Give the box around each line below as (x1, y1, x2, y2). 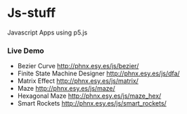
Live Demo (7, 46, 44, 56)
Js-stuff (7, 5, 56, 21)
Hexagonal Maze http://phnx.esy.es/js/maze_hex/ (17, 91, 162, 100)
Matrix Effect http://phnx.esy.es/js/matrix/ (17, 77, 139, 85)
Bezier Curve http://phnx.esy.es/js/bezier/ (17, 62, 139, 70)
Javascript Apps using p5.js (7, 28, 88, 37)
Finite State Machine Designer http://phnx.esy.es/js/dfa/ (17, 69, 181, 78)
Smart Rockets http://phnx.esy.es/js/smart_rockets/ (17, 99, 167, 108)
